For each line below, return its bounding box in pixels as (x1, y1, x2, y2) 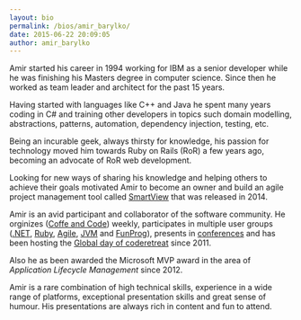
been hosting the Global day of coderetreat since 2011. (9, 237, 212, 248)
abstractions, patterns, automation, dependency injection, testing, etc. (9, 119, 270, 129)
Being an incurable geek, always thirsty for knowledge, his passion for (9, 136, 270, 147)
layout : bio (9, 13, 54, 22)
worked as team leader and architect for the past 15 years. (9, 82, 226, 93)
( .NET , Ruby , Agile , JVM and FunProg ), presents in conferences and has (9, 228, 276, 239)
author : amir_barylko (9, 38, 91, 48)
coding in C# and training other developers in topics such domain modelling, (9, 109, 292, 120)
